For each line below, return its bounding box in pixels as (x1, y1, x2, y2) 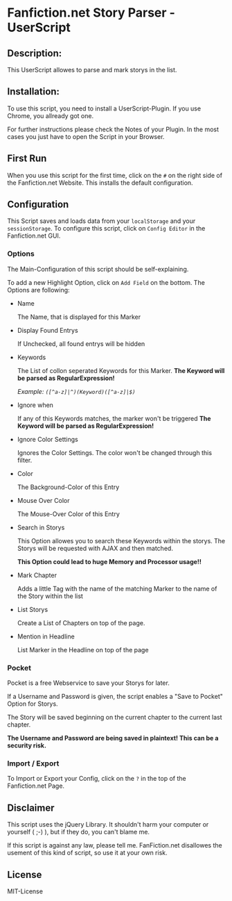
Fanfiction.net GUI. (7, 231, 61, 240)
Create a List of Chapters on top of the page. (17, 618, 145, 627)
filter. (17, 456, 33, 464)
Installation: (7, 85, 60, 98)
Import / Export (7, 759, 60, 768)
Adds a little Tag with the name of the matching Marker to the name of (17, 584, 217, 593)
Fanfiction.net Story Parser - (7, 5, 175, 21)
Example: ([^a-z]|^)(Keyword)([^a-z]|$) (17, 387, 136, 395)
